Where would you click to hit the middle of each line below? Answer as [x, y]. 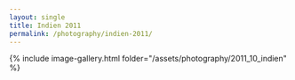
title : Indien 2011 [45, 25]
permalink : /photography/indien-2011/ [81, 33]
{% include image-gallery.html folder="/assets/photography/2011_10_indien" [148, 59]
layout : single [37, 17]
